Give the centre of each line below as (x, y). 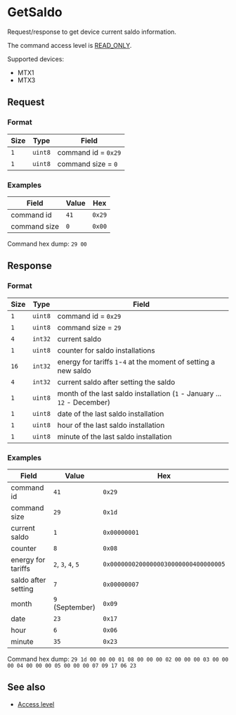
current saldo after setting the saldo (116, 382)
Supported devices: (36, 59)
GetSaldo (35, 12)
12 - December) (84, 402)
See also (26, 687)
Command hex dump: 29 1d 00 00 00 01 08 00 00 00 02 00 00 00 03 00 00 (118, 659)
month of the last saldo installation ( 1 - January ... (139, 393)
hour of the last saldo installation (111, 425)
